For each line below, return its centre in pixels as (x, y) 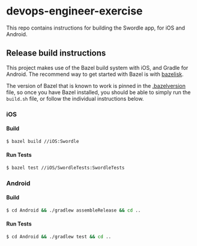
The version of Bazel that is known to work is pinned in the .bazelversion (96, 86)
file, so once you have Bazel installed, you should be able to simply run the (98, 92)
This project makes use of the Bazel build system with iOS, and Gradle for (97, 68)
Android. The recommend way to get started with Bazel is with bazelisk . (95, 74)
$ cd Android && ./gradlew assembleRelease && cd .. (74, 210)
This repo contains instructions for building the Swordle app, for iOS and (95, 28)
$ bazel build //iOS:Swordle (43, 141)
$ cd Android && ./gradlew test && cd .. (59, 237)
